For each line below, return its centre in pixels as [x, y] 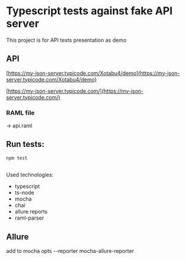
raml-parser [29, 218]
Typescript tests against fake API [89, 11]
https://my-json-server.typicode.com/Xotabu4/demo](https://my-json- [94, 73]
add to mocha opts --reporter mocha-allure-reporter [70, 251]
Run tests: [25, 144]
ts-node [24, 193]
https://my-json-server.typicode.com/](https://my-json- [76, 91]
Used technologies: [30, 175]
